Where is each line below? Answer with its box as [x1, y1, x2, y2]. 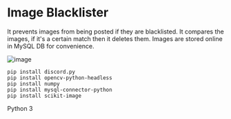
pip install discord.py [7, 68, 76, 75]
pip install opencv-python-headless [7, 74, 112, 81]
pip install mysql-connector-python [7, 86, 112, 93]
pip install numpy [7, 80, 60, 87]
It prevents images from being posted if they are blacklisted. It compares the [7, 27, 224, 36]
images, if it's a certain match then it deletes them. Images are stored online [7, 34, 223, 42]
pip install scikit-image [7, 92, 81, 99]
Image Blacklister [7, 5, 109, 21]
